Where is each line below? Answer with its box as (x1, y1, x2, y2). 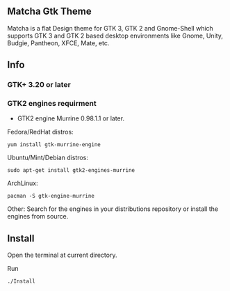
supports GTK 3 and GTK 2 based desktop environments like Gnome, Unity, (7, 31, 224, 40)
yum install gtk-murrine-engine (7, 141, 101, 148)
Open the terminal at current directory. (7, 251, 117, 260)
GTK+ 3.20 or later (7, 80, 71, 90)
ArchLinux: (7, 179, 38, 187)
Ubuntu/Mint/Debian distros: (7, 153, 88, 162)
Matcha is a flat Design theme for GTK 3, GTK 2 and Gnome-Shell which (7, 24, 213, 32)
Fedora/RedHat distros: (7, 128, 74, 136)
